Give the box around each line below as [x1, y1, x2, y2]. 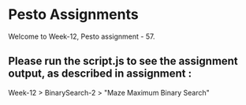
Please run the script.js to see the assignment [8, 54, 238, 68]
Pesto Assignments [8, 6, 140, 24]
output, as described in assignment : [8, 67, 192, 81]
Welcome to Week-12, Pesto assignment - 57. [8, 32, 155, 41]
